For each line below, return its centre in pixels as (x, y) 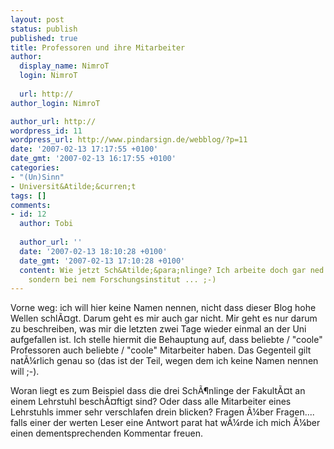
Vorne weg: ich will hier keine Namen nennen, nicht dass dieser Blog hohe (163, 308)
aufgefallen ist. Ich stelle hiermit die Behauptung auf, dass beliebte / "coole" (166, 340)
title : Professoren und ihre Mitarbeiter (98, 47)
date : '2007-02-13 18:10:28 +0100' (93, 251)
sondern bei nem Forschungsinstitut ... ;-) (122, 279)
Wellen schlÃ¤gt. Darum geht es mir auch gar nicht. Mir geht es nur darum (164, 318)
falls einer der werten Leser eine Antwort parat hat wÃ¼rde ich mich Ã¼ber (165, 423)
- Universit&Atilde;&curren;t (73, 186)
